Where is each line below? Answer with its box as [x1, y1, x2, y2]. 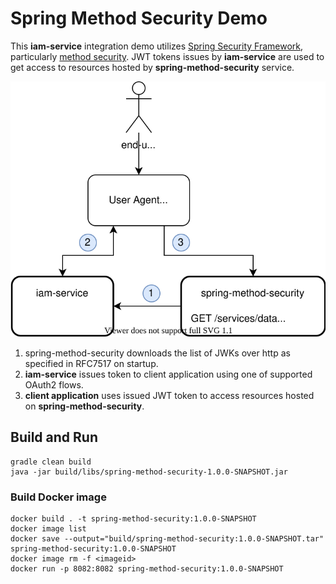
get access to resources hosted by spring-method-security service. [10, 61, 295, 73]
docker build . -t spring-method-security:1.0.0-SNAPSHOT [10, 514, 257, 524]
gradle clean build [10, 457, 92, 467]
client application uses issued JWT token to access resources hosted [24, 390, 315, 402]
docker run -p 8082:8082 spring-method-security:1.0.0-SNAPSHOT [10, 564, 284, 574]
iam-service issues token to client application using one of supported [24, 368, 313, 381]
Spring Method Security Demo [10, 7, 268, 30]
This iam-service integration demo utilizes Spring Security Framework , [10, 40, 304, 52]
